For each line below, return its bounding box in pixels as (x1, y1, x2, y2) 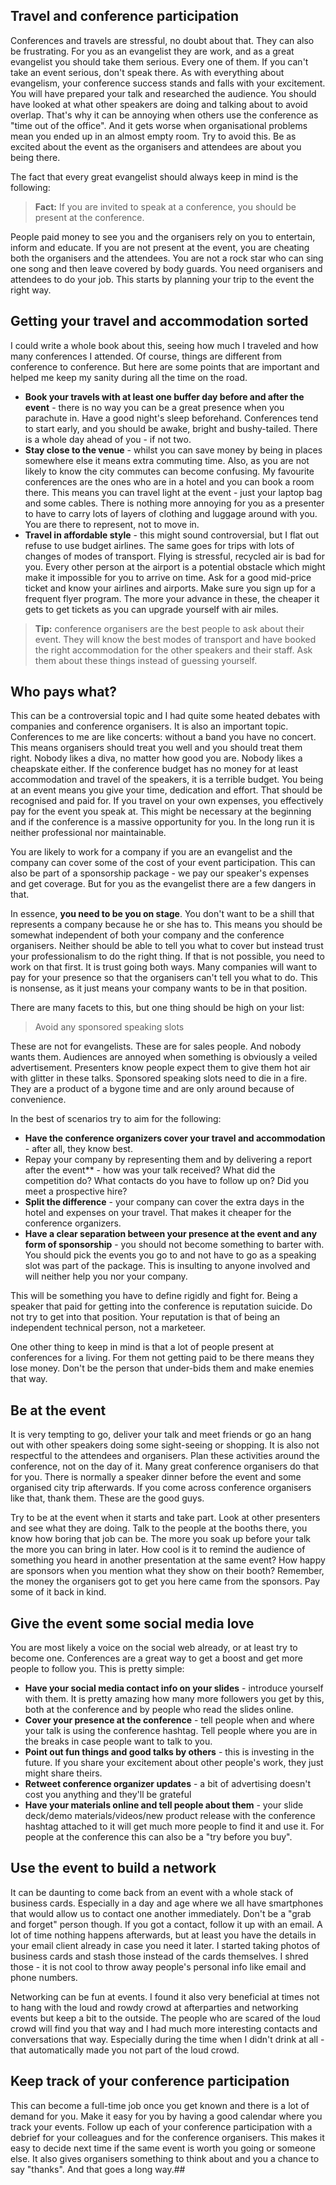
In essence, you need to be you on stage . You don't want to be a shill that (10, 908, 315, 920)
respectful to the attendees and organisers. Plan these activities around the (10, 1450, 320, 1462)
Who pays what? (10, 684, 117, 701)
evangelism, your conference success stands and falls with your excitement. (10, 77, 326, 89)
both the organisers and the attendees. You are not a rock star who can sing (10, 252, 324, 264)
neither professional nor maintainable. (10, 827, 167, 839)
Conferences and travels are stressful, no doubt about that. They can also (10, 34, 315, 46)
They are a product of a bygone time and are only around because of (10, 1083, 295, 1095)
